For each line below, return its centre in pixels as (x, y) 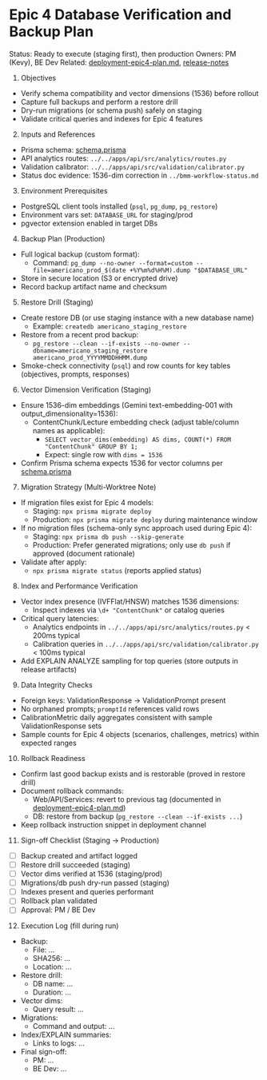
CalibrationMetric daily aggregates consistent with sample (116, 717)
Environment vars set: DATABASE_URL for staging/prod (107, 214)
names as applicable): (69, 430)
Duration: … (52, 992)
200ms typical (56, 635)
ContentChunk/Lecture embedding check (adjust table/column (135, 422)
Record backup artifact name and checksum (94, 286)
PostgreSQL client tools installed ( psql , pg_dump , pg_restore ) (119, 206)
